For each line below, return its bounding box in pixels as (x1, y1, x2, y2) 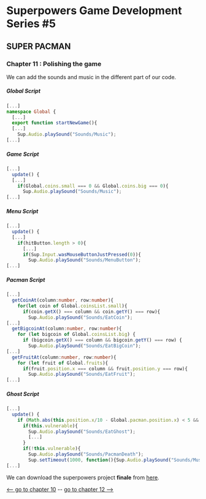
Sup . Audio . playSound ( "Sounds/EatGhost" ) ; (28, 429, 136, 435)
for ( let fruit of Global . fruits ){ (17, 360, 109, 366)
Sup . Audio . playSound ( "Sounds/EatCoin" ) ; (28, 314, 133, 321)
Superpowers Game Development (6, 4, 182, 18)
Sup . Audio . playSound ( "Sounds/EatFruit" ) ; (28, 371, 136, 378)
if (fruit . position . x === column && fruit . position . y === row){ (22, 365, 188, 371)
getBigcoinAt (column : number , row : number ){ (12, 326, 122, 332)
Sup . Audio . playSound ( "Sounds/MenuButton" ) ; (28, 257, 141, 264)
